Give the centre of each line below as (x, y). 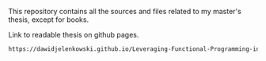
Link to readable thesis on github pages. (74, 35)
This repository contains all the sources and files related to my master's (125, 11)
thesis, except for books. (49, 20)
